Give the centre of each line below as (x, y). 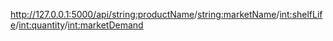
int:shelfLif (301, 14)
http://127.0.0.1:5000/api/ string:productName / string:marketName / (145, 14)
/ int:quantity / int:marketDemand (79, 25)
